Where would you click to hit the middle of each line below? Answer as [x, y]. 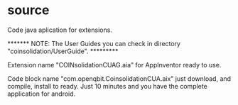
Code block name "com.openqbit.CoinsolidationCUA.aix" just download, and [119, 78]
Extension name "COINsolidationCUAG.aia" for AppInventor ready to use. [114, 65]
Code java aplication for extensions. [60, 30]
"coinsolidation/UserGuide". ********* [63, 51]
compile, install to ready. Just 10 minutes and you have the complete [107, 86]
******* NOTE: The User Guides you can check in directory [94, 43]
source [28, 10]
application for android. [42, 94]
